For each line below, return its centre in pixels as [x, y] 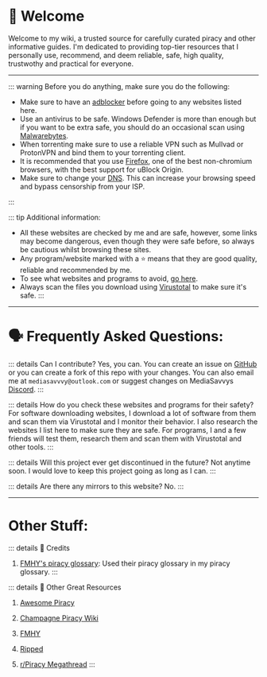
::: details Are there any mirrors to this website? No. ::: [96, 486]
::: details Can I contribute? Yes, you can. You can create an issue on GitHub [133, 364]
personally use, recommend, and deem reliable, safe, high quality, [116, 55]
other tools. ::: [31, 447]
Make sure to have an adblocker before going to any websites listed [131, 102]
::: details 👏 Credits [39, 547]
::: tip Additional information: [54, 217]
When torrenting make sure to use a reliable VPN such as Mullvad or [132, 144]
